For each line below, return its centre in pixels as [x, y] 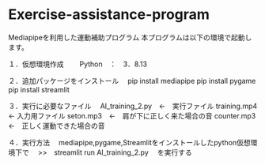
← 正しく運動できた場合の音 [57, 126]
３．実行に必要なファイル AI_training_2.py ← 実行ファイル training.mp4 [133, 106]
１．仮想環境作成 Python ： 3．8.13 [78, 64]
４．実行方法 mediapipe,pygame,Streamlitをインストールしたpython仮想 [129, 142]
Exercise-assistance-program [109, 15]
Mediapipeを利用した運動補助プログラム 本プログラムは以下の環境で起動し [130, 37]
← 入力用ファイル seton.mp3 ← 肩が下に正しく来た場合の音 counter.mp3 [132, 115]
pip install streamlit [39, 89]
